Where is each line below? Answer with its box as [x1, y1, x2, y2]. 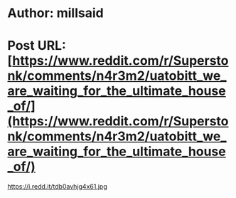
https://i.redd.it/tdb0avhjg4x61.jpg [7, 182, 108, 191]
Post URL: [7, 38, 66, 54]
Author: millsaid [7, 5, 104, 21]
